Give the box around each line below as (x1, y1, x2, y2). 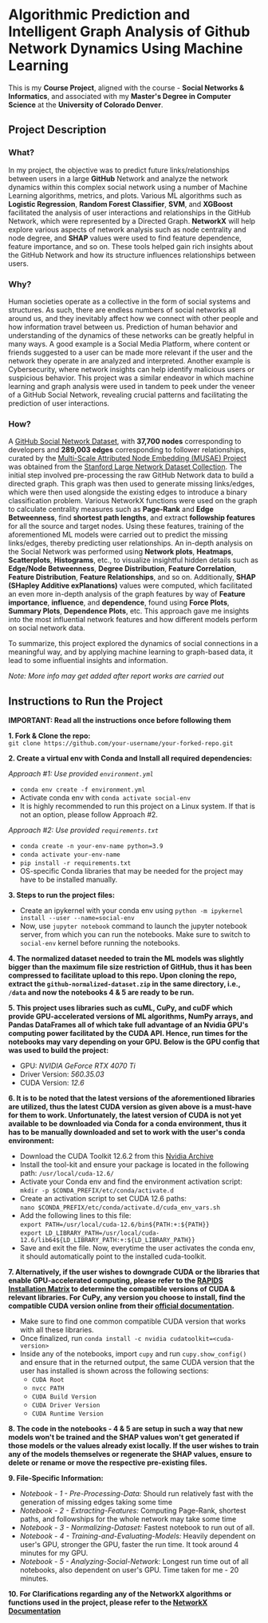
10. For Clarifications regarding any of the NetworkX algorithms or (8, 1589, 232, 1599)
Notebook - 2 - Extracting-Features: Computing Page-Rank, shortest (19, 1506, 246, 1515)
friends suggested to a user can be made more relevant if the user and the (8, 347, 253, 357)
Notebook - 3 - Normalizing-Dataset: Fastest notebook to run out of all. (19, 1523, 255, 1533)
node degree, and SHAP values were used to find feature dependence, (8, 233, 242, 243)
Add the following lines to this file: (19, 1211, 132, 1220)
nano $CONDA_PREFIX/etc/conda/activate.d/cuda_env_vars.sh (19, 1204, 221, 1212)
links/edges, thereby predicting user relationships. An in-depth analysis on (8, 538, 254, 548)
